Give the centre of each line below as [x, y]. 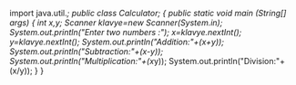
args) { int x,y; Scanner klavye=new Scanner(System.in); [116, 23]
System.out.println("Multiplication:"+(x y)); [88, 61]
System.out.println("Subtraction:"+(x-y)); [87, 52]
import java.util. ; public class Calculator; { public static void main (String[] [148, 13]
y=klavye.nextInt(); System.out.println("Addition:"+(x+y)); [117, 42]
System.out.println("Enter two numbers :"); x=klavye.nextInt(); [126, 32]
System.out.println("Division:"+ [226, 61]
